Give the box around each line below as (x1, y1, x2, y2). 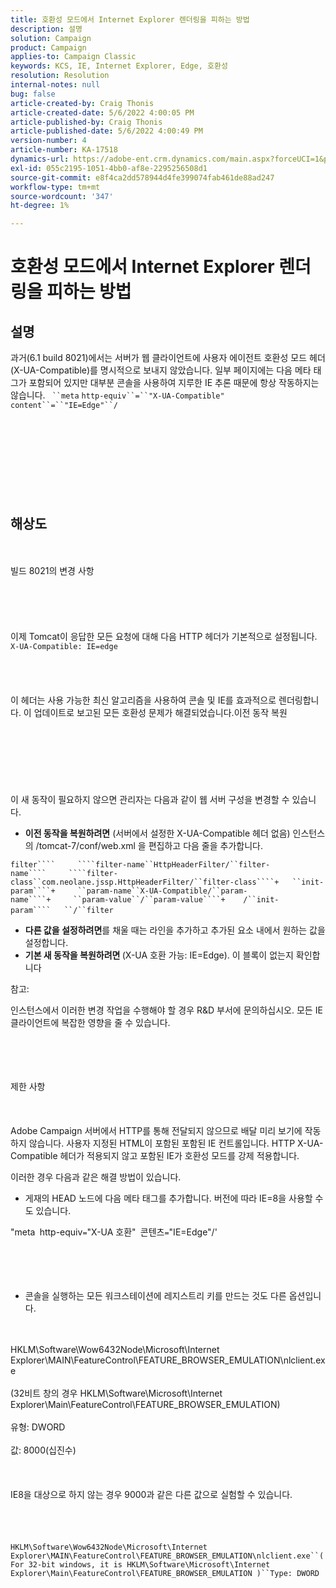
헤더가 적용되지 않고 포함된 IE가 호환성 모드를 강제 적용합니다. (59, 1149, 300, 1161)
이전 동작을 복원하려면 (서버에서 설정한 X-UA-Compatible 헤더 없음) (24, 827, 291, 839)
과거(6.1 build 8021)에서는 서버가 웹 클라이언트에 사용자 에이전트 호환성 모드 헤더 (10, 352, 326, 364)
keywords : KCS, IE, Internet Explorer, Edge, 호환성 (10, 61, 228, 71)
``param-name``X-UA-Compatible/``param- (77, 886, 248, 896)
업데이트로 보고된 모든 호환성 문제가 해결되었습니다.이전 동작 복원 (33, 706, 288, 718)
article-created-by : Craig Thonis (10, 98, 155, 108)
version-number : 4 (10, 136, 87, 146)
